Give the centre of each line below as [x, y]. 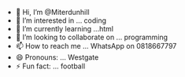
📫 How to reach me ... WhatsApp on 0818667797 [96, 46]
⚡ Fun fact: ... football [50, 66]
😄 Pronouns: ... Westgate [57, 57]
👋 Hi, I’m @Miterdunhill [52, 12]
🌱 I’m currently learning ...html [65, 29]
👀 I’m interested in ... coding [61, 20]
